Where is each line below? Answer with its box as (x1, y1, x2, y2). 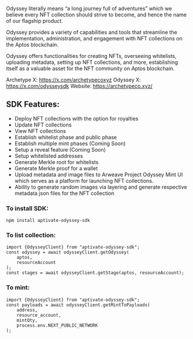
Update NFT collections (14, 121, 72, 128)
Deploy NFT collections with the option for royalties (14, 115, 139, 122)
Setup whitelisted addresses (14, 152, 83, 159)
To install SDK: (6, 204, 49, 213)
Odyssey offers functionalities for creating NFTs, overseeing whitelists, (6, 53, 177, 59)
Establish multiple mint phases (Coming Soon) (14, 140, 126, 147)
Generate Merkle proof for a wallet (14, 165, 98, 172)
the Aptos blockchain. (6, 41, 58, 48)
